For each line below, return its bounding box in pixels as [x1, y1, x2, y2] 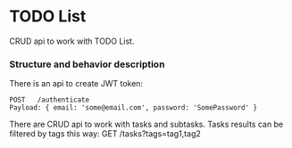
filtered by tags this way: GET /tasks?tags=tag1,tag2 [9, 128, 201, 139]
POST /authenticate [9, 95, 90, 104]
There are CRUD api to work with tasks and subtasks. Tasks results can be [9, 119, 284, 130]
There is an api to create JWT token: [9, 78, 144, 89]
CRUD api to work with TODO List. [9, 36, 135, 46]
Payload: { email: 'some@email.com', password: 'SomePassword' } [9, 103, 257, 112]
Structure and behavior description [9, 58, 165, 70]
